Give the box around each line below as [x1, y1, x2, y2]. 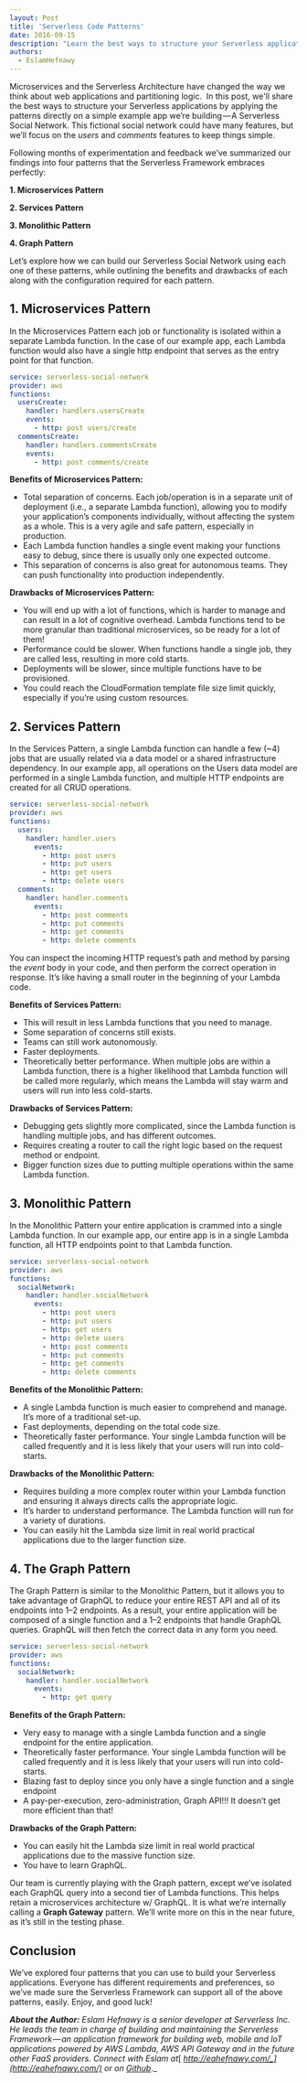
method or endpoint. [22, 1150, 101, 1161]
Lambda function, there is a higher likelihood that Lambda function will [22, 1066, 288, 1077]
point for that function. [9, 354, 94, 366]
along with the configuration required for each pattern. [9, 275, 215, 285]
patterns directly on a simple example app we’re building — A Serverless [9, 111, 281, 121]
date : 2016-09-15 [9, 30, 76, 39]
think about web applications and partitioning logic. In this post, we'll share [9, 91, 293, 102]
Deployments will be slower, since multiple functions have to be [22, 663, 262, 674]
